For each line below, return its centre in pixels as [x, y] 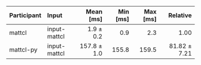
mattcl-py [23, 50]
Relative [180, 15]
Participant [25, 15]
